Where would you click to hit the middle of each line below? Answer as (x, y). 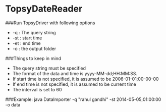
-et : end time (27, 43)
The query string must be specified (49, 68)
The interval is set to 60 (37, 89)
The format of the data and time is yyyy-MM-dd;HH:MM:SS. (75, 73)
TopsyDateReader (44, 9)
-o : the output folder (34, 48)
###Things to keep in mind (33, 58)
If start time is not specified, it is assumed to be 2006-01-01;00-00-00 (86, 79)
